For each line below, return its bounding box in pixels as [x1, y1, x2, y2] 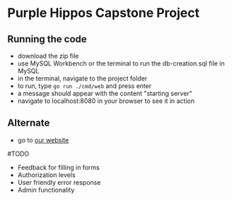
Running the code [7, 33, 87, 45]
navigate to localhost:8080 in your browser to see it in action [17, 97, 195, 105]
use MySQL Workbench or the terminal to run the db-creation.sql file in [17, 59, 225, 68]
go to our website [17, 135, 69, 144]
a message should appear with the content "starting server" [17, 90, 192, 97]
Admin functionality [17, 185, 75, 194]
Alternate [7, 117, 50, 129]
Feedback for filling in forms [17, 163, 100, 171]
